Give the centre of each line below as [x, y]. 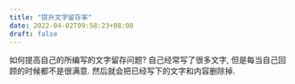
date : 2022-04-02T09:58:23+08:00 [72, 26]
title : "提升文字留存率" [51, 17]
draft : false [34, 34]
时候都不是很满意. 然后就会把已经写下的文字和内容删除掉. [130, 71]
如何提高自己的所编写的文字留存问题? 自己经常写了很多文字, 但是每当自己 [144, 60]
